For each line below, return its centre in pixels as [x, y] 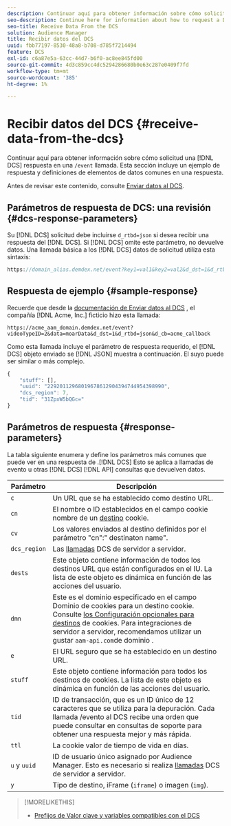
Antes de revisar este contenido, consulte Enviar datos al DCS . [96, 186]
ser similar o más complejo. [46, 361]
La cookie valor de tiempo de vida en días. [121, 745]
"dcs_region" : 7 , [44, 393]
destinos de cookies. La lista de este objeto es [127, 680]
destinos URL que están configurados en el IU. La [132, 568]
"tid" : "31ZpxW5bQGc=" [52, 400]
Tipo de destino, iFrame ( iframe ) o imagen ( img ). [130, 785]
